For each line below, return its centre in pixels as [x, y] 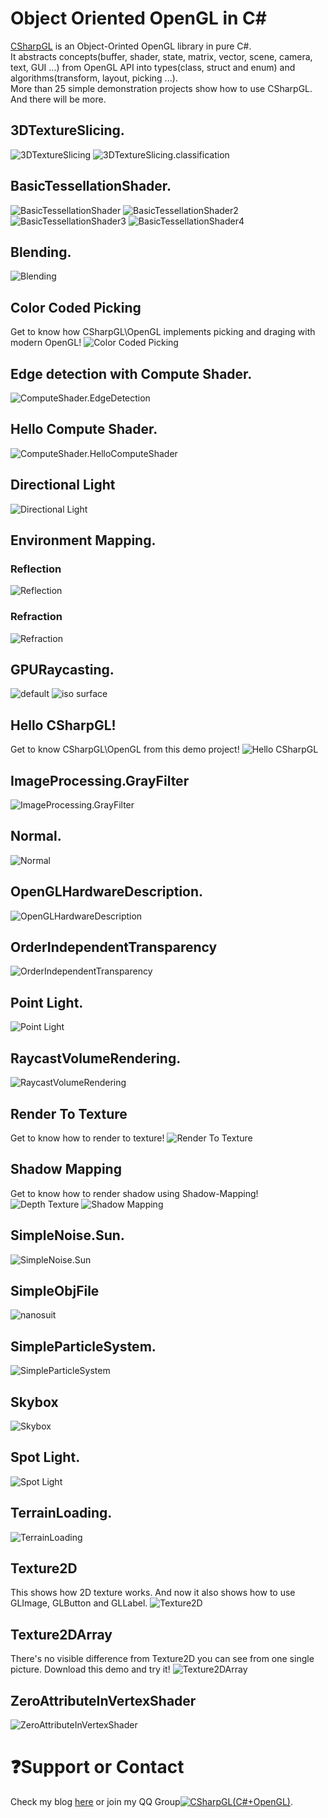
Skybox [34, 1402]
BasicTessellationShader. [91, 186]
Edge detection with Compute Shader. [131, 373]
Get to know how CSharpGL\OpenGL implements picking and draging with [163, 332]
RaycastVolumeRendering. [96, 1058]
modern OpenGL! [46, 343]
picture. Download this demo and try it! [90, 1669]
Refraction [36, 617]
